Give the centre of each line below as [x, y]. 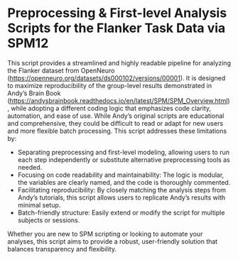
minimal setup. [39, 205]
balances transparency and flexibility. [62, 249]
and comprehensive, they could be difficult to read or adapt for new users [115, 123]
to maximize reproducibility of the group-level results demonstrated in [109, 85]
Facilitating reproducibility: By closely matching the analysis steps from [121, 190]
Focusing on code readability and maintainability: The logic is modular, [121, 175]
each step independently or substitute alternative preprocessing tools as [124, 159]
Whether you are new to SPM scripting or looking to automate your [105, 234]
